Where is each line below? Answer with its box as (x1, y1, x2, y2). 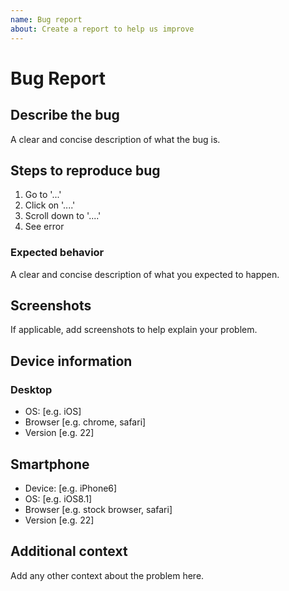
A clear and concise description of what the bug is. (10, 133, 221, 145)
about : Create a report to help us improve (10, 24, 195, 34)
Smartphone (10, 456, 90, 473)
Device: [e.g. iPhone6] (24, 482, 118, 494)
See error (24, 221, 65, 233)
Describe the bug (10, 107, 120, 124)
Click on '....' (24, 199, 76, 211)
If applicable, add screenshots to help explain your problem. (10, 324, 258, 336)
